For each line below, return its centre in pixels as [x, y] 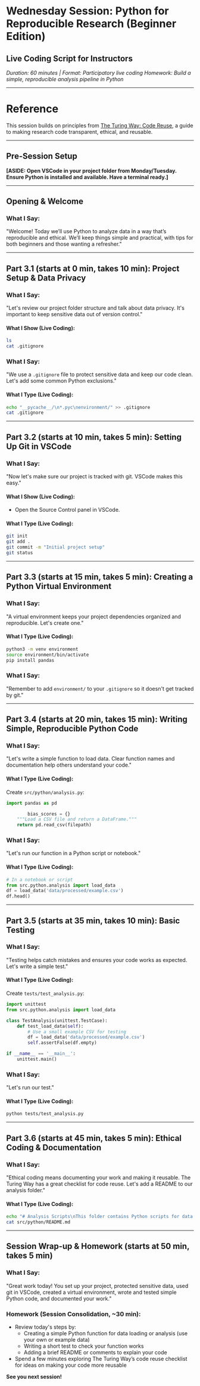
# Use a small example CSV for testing [77, 1032]
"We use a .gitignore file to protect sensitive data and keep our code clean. [100, 374]
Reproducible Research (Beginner [91, 24]
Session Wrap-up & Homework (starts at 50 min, [98, 1246]
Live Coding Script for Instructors [69, 58]
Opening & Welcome [45, 202]
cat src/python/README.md [38, 1222]
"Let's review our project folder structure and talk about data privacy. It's [95, 308]
